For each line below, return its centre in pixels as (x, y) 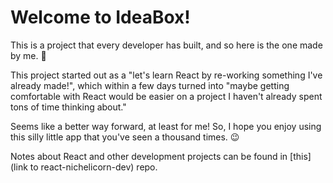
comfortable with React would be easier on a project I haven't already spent (166, 96)
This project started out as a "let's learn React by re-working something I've (166, 75)
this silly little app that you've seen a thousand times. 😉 (125, 137)
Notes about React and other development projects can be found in (149, 156)
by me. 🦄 (28, 55)
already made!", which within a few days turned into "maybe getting (150, 85)
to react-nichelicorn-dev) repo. (93, 167)
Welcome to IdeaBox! (100, 17)
